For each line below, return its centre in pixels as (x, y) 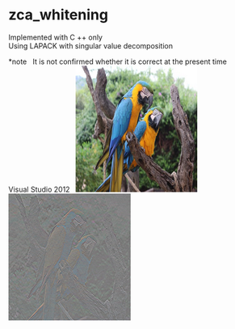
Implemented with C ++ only (56, 37)
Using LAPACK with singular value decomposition (91, 45)
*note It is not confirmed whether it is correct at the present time (118, 61)
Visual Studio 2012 (39, 189)
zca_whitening (59, 15)
